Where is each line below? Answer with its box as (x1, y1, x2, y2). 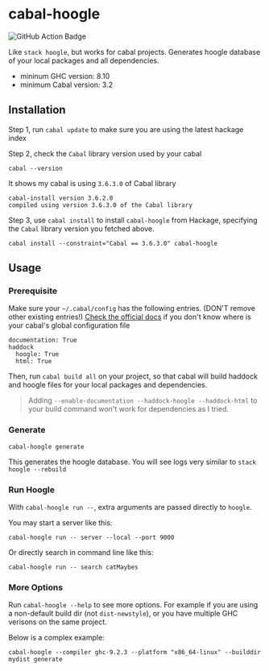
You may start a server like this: (8, 518, 113, 528)
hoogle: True (15, 350, 60, 358)
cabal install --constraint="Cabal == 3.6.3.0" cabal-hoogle (8, 239, 218, 247)
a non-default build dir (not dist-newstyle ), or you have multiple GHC (8, 609, 238, 619)
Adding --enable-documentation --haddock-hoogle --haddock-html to (27, 396, 258, 405)
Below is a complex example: (8, 633, 105, 643)
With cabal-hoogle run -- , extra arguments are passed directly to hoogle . (8, 503, 252, 512)
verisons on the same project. (8, 617, 107, 627)
